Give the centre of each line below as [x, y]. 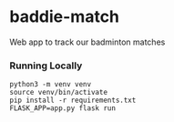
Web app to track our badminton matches [87, 42]
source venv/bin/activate [58, 93]
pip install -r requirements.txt [73, 101]
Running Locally [46, 66]
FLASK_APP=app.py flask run [63, 108]
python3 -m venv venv [51, 85]
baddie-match [65, 17]
